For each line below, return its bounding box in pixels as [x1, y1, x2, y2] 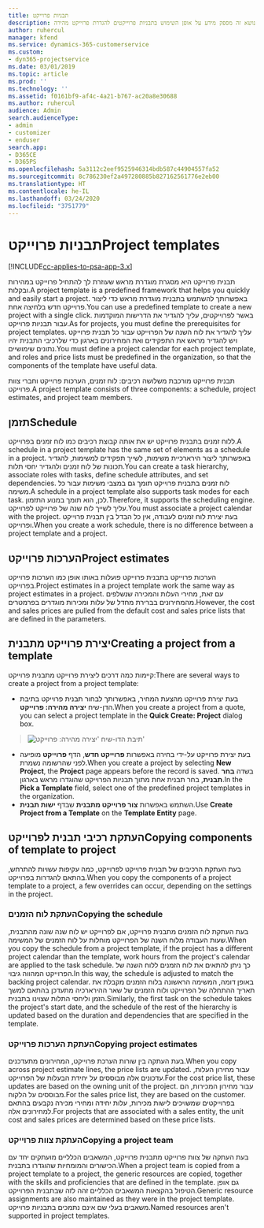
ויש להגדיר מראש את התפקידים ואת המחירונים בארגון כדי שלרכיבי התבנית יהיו [8, 336, 238, 345]
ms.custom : [8, 48, 44, 56]
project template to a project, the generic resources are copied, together [8, 1169, 243, 1178]
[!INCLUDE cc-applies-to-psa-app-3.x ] [8, 262, 133, 272]
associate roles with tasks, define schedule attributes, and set [8, 470, 208, 480]
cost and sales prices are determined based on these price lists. [8, 1115, 216, 1125]
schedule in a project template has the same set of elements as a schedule [8, 445, 250, 454]
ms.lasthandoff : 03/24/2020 [8, 195, 101, 202]
